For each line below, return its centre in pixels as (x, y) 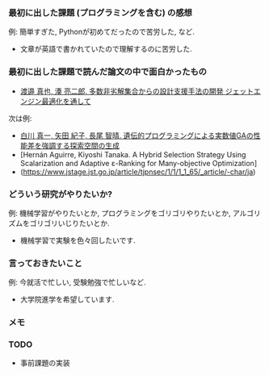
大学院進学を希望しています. (67, 299)
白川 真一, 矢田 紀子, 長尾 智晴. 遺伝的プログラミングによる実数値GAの (137, 135)
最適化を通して (66, 101)
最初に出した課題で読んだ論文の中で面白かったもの (108, 72)
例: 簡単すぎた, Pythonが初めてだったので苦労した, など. (102, 32)
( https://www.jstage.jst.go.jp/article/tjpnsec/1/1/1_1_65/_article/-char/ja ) (138, 172)
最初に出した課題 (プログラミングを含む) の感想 (100, 12)
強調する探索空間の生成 (80, 145)
